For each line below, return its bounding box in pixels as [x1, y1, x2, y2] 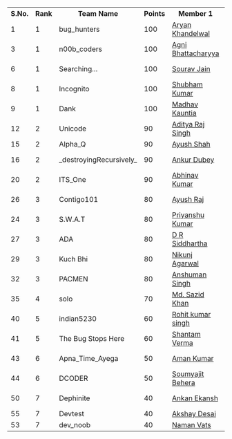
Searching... [59, 64, 98, 73]
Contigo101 [59, 195, 99, 204]
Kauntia [171, 109, 197, 118]
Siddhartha [171, 239, 208, 248]
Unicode [59, 124, 87, 133]
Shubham [171, 80, 204, 89]
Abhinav [171, 171, 199, 180]
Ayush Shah [171, 140, 211, 149]
